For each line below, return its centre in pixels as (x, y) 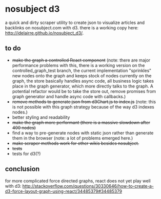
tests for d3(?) (26, 154)
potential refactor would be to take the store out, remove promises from (84, 91)
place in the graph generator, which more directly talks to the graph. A (83, 86)
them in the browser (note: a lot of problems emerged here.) (72, 138)
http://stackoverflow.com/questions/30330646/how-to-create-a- (88, 186)
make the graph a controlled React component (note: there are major (81, 60)
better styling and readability (41, 117)
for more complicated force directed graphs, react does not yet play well (78, 181)
